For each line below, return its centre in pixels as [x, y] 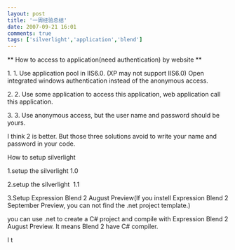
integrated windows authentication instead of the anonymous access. [108, 81]
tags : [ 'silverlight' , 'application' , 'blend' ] [75, 40]
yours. [16, 123]
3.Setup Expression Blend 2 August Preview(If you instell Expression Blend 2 [118, 198]
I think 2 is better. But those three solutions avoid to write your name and [112, 137]
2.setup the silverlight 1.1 [43, 185]
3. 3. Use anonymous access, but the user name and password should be [113, 116]
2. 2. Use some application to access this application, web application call [114, 95]
